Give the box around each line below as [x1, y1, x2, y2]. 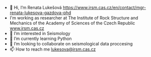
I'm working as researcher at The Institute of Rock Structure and [9, 15, 138, 20]
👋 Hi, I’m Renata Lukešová [9, 5, 62, 10]
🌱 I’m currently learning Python [9, 36, 72, 41]
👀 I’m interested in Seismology [9, 31, 70, 36]
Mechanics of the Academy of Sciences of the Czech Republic [9, 20, 135, 26]
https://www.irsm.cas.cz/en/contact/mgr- [63, 5, 146, 10]
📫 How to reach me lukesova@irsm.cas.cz [9, 46, 96, 52]
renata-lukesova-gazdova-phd [9, 10, 71, 16]
